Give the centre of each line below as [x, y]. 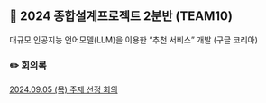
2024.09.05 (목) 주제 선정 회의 [64, 89]
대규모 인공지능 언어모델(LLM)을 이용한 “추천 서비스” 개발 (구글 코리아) [134, 40]
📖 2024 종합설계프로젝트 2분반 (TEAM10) [121, 16]
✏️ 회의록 [28, 65]
